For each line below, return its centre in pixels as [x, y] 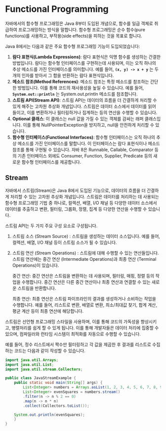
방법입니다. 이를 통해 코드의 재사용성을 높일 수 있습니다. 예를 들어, [81, 88]
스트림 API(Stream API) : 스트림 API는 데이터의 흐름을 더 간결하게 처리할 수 [84, 100]
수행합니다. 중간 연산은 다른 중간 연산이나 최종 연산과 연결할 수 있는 [86, 282]
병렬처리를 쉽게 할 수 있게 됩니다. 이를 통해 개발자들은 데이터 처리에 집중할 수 [85, 328]
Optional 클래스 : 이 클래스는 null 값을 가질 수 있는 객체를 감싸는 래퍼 [78, 119]
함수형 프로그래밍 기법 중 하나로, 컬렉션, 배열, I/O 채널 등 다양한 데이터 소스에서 [81, 203]
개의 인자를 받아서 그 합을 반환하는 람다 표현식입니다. [63, 75]
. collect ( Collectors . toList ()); [56, 406]
